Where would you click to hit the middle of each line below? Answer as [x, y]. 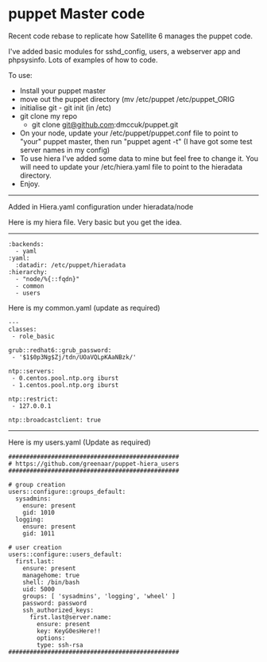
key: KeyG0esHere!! [69, 631]
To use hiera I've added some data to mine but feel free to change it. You [139, 158]
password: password [55, 603]
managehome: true [51, 575]
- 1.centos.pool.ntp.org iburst [65, 385]
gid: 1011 [39, 533]
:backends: [26, 244]
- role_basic [33, 336]
